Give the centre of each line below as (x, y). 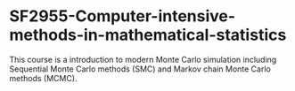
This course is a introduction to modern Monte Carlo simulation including (143, 59)
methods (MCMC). (43, 78)
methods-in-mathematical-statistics (148, 35)
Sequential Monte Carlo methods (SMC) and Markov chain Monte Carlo (140, 69)
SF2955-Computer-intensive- (123, 16)
